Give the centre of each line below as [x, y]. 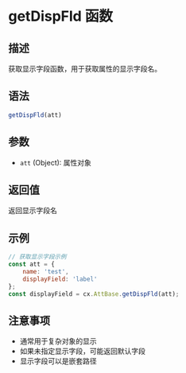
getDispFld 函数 [61, 16]
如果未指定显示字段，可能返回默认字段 [82, 352]
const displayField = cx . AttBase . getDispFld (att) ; [94, 294]
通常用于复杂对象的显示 [58, 341]
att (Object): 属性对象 [55, 162]
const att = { [32, 264]
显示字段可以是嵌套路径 [58, 361]
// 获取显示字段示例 [37, 257]
